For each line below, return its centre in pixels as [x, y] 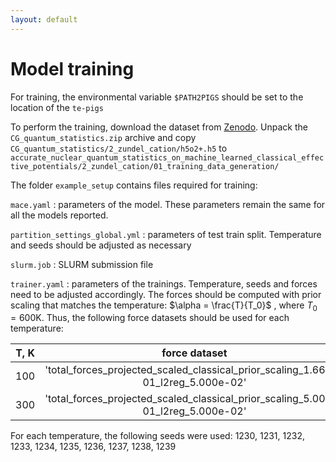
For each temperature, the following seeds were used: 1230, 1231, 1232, [157, 436]
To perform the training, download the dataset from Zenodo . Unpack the [159, 127]
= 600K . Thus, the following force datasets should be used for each [150, 318]
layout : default [44, 19]
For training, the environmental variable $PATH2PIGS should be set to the [157, 97]
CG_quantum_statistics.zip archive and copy [103, 137]
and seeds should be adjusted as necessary [101, 245]
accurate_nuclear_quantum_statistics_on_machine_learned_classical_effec [167, 157]
